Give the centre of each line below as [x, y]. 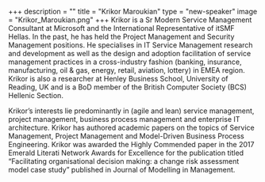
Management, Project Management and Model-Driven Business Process [126, 136]
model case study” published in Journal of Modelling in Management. [122, 170]
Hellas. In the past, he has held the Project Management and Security [121, 36]
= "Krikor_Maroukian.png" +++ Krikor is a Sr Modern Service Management [130, 20]
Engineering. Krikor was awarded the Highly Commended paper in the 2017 [131, 144]
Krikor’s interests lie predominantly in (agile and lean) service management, [131, 111]
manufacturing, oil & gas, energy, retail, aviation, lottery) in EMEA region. [127, 70]
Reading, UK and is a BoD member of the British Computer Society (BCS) [128, 87]
